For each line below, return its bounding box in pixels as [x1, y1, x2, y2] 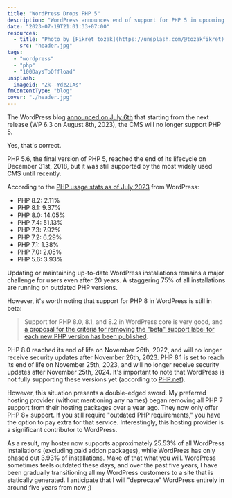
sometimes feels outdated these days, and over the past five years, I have [7, 461, 218, 469]
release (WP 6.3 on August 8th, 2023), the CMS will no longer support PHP [7, 121, 222, 128]
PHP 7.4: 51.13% [17, 218, 64, 226]
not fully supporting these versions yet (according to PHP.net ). [7, 375, 186, 384]
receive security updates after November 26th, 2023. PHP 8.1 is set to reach [7, 353, 224, 361]
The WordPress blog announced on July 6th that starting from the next [7, 113, 209, 121]
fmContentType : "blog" [7, 87, 73, 94]
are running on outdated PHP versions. [7, 284, 118, 291]
